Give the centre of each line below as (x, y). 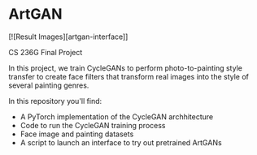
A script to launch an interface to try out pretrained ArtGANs (121, 142)
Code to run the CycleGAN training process (93, 125)
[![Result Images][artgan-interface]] (68, 37)
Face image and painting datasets (77, 134)
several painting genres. (49, 85)
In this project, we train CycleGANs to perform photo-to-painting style (125, 68)
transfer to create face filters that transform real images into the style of (129, 76)
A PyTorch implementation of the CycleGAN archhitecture (117, 116)
